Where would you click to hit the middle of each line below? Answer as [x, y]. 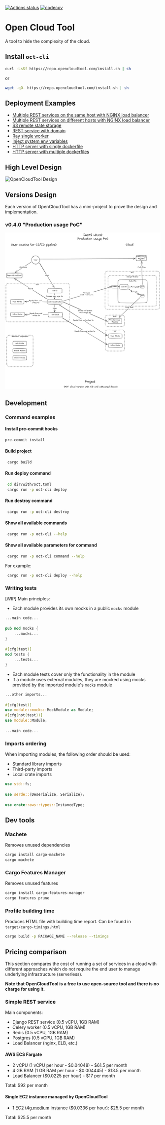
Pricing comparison [36, 952]
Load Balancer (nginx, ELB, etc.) [45, 1043]
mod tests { [17, 655]
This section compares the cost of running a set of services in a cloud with [81, 964]
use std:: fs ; [18, 784]
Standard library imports [37, 764]
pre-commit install [25, 440]
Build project [18, 451]
